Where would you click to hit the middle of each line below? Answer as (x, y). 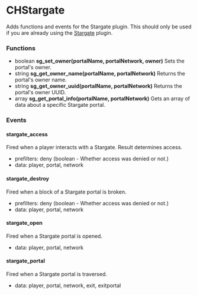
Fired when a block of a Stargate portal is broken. (66, 192)
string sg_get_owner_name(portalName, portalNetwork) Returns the (100, 74)
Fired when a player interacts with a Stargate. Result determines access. (94, 147)
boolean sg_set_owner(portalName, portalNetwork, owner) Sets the (99, 61)
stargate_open (24, 223)
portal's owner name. (41, 80)
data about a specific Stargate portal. (60, 105)
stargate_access (27, 134)
